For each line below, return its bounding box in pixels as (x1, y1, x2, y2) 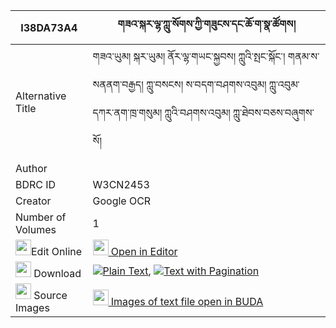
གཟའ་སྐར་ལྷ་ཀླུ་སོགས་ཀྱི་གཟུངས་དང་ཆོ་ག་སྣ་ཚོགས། (117, 17, 296, 31)
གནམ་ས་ (287, 50, 320, 63)
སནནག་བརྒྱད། (92, 78, 144, 91)
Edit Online (31, 245, 83, 258)
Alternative (15, 89, 67, 103)
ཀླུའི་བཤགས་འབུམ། (164, 106, 231, 119)
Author (15, 162, 48, 175)
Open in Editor (110, 245, 178, 258)
